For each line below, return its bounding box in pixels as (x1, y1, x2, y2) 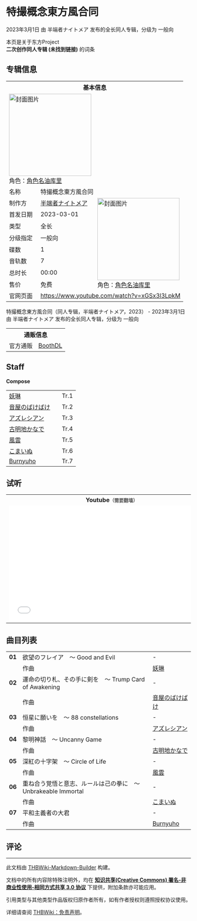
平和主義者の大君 (22, 809, 70, 817)
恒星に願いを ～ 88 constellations (22, 714, 119, 722)
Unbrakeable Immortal (22, 787, 84, 795)
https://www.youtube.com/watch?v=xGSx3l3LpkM (40, 291, 181, 299)
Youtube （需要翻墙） (86, 496, 138, 504)
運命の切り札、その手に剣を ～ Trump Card (22, 676, 145, 684)
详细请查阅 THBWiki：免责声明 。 (6, 909, 85, 916)
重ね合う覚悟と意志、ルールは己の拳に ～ (22, 780, 140, 788)
